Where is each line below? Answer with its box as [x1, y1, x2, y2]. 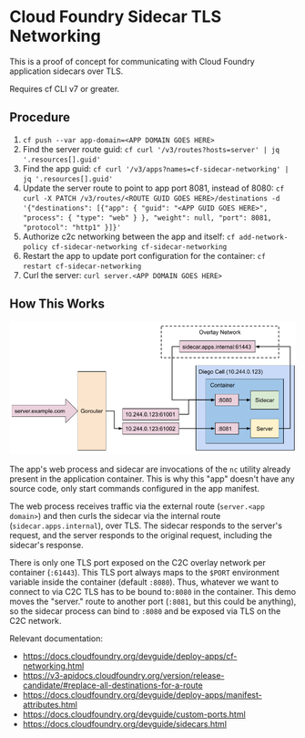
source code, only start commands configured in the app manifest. [9, 483, 260, 494]
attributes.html [22, 700, 78, 711]
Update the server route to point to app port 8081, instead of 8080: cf [22, 182, 285, 193]
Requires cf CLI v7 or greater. [9, 83, 120, 94]
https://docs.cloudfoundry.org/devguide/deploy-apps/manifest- [22, 690, 262, 701]
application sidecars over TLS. [9, 66, 124, 77]
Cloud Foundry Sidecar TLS [9, 6, 221, 27]
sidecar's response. [9, 540, 84, 551]
